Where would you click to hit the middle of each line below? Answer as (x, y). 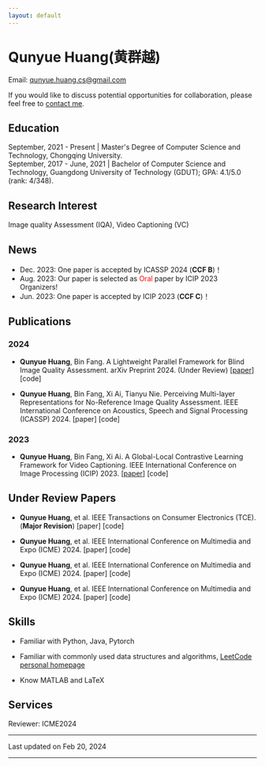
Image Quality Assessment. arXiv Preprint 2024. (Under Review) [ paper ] (137, 370)
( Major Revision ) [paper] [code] (72, 525)
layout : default (35, 15)
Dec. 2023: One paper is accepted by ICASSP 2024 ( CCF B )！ (121, 269)
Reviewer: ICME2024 (43, 724)
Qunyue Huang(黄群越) (84, 57)
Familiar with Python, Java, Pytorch (77, 641)
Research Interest (53, 205)
